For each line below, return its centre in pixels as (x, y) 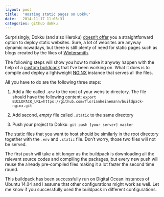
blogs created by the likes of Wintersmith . (47, 53)
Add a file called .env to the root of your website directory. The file (79, 92)
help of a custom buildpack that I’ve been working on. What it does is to (78, 68)
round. (12, 170)
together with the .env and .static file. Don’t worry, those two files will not (80, 139)
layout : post (18, 10)
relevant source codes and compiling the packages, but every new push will (82, 159)
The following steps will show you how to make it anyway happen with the (80, 62)
